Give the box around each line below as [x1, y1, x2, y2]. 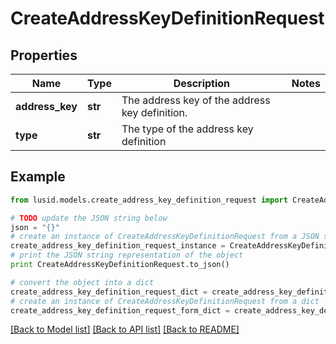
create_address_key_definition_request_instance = [10, 241, 226, 251]
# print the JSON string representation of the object [10, 250, 244, 261]
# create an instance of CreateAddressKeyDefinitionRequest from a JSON [10, 232, 320, 242]
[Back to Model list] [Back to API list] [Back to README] [10, 323, 240, 336]
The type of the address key [121, 122, 254, 136]
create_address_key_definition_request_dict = [10, 287, 208, 297]
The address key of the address [121, 93, 271, 107]
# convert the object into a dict [10, 277, 155, 287]
